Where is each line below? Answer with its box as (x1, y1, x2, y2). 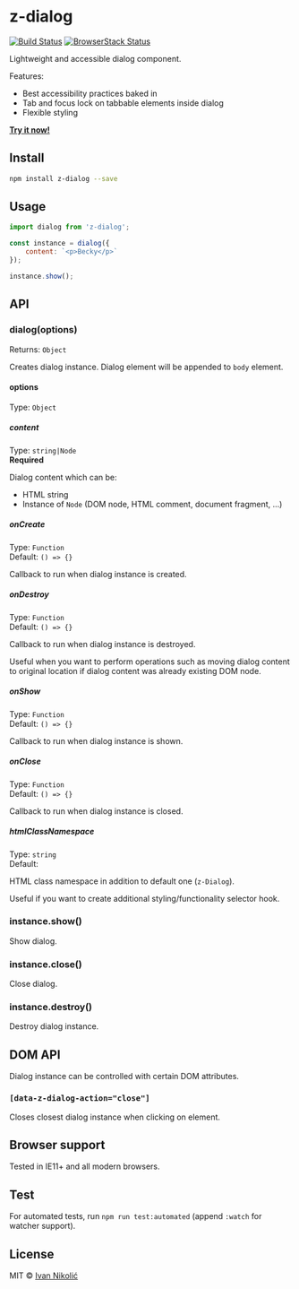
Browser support (9, 1137, 106, 1153)
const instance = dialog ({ (9, 239, 110, 248)
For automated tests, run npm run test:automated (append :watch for (9, 1211, 262, 1222)
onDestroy (9, 589, 49, 600)
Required (9, 454, 45, 465)
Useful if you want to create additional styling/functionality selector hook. (9, 893, 280, 904)
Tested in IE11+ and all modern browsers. (9, 1161, 160, 1172)
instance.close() (9, 957, 82, 970)
